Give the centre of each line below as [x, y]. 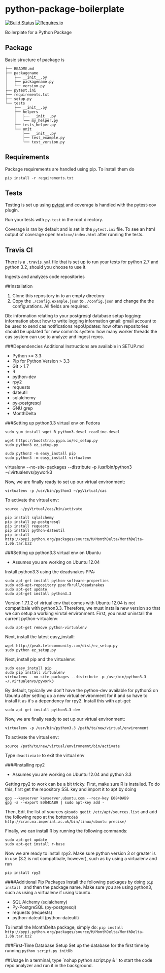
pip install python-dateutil [35, 531]
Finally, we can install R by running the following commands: [66, 831]
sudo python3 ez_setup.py [32, 445]
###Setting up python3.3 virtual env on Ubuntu [53, 553]
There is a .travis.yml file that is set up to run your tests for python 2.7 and [82, 262]
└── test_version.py [44, 142]
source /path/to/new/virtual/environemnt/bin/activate [63, 746]
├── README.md [20, 69]
